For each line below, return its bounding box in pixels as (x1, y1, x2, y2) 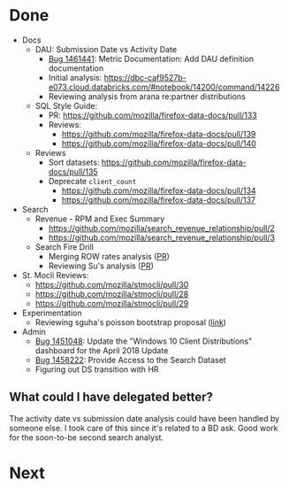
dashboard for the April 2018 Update (34, 345, 169, 355)
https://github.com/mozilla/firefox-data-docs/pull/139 (61, 128, 256, 139)
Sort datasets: (48, 157, 100, 167)
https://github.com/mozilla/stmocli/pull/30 (34, 279, 189, 290)
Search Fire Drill (34, 241, 95, 252)
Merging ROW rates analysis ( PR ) (48, 251, 171, 261)
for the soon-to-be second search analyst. (9, 431, 164, 443)
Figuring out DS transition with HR (34, 364, 159, 375)
